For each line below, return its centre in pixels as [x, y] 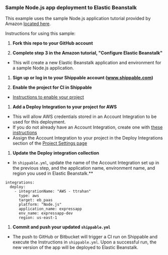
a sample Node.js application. [43, 68]
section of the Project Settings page [50, 143]
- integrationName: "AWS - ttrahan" [53, 192]
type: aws [29, 196]
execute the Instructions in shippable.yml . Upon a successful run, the [85, 242]
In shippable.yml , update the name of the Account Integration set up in [86, 163]
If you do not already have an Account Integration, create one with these [88, 127]
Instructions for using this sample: [40, 34]
